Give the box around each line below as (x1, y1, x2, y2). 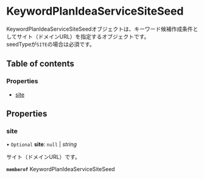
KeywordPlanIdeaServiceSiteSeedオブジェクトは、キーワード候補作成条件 (6, 25, 193, 32)
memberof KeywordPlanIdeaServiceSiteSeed (6, 166, 115, 173)
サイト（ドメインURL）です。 (6, 153, 80, 161)
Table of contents (6, 59, 74, 69)
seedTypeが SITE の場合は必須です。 (6, 40, 96, 48)
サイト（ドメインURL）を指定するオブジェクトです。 (16, 32, 150, 40)
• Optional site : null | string (6, 141, 77, 148)
